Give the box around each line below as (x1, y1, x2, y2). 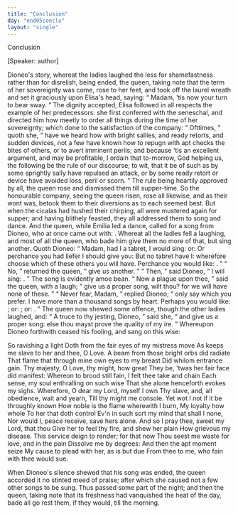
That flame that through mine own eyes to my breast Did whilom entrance (7, 356, 222, 365)
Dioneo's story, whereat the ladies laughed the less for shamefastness (7, 70, 213, 79)
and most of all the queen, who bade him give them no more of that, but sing (7, 237, 232, 245)
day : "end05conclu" (7, 17, 65, 24)
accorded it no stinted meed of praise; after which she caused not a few (7, 476, 219, 484)
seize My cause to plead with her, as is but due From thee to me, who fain (7, 447, 224, 456)
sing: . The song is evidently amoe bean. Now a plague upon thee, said (7, 274, 229, 283)
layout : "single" (7, 23, 59, 31)
